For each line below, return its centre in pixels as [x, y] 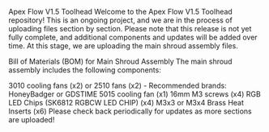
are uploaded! [32, 120]
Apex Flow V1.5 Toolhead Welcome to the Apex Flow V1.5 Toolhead [120, 12]
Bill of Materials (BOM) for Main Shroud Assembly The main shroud [120, 61]
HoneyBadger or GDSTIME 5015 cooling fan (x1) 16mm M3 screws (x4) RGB [134, 94]
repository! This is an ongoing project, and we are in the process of [120, 20]
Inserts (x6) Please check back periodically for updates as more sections [130, 111]
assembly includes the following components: [85, 70]
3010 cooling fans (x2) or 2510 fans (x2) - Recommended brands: [117, 85]
